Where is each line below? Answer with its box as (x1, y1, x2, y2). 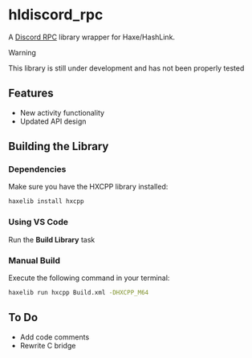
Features (8, 87, 54, 100)
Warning (8, 47, 36, 57)
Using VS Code (8, 217, 68, 228)
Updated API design (19, 116, 87, 126)
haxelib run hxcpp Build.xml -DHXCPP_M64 (8, 288, 149, 296)
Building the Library (8, 140, 109, 153)
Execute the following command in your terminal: (8, 273, 170, 283)
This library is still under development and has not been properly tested (8, 63, 245, 73)
